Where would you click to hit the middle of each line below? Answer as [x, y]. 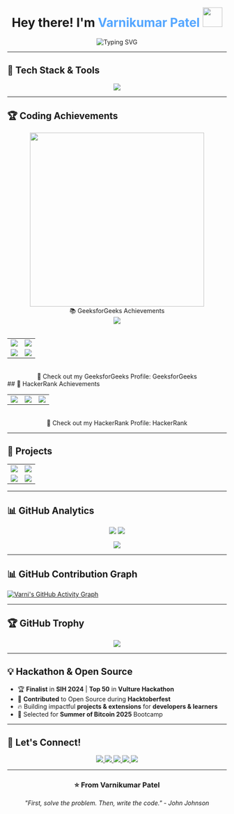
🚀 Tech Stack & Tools [53, 71]
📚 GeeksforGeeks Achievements [117, 310]
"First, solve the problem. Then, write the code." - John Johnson [117, 803]
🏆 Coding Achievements [63, 116]
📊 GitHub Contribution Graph [72, 574]
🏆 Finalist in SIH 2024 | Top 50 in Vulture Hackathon [95, 689]
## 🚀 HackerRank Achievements [54, 383]
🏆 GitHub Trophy [46, 624]
